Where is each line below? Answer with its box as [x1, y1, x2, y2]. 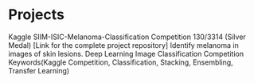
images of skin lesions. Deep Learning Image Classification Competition [8, 49, 244, 58]
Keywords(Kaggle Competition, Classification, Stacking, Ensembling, [8, 57, 233, 67]
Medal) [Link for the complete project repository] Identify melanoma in [8, 40, 239, 49]
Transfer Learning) [8, 65, 70, 75]
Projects [8, 6, 65, 24]
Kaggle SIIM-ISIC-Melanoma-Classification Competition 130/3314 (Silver [8, 32, 247, 41]
